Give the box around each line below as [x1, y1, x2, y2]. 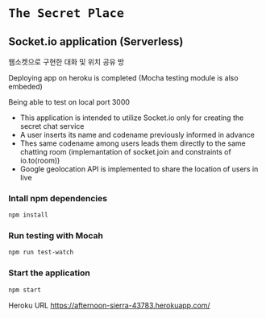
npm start [8, 286, 42, 294]
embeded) [8, 82, 43, 91]
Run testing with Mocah [8, 230, 103, 242]
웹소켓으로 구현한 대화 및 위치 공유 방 [8, 57, 125, 66]
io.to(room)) [19, 155, 60, 165]
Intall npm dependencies [8, 192, 107, 204]
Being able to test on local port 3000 [8, 97, 131, 106]
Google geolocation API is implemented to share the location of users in [19, 164, 259, 174]
